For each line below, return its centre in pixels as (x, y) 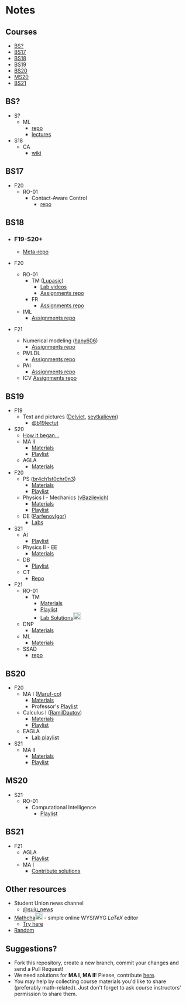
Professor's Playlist (55, 706)
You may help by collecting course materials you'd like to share (90, 981)
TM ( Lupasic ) (47, 281)
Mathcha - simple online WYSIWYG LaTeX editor (76, 918)
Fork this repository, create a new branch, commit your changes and (96, 963)
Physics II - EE (40, 547)
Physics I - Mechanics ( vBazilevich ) (66, 497)
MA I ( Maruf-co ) (42, 693)
